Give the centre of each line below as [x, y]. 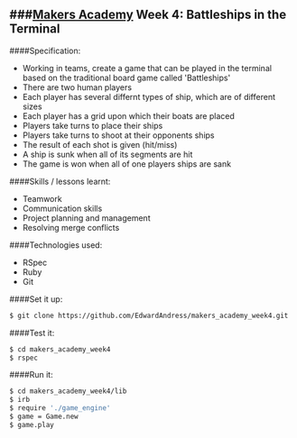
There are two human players [77, 87]
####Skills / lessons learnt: [60, 181]
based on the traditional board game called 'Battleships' [126, 78]
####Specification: [45, 50]
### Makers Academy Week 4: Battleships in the [148, 15]
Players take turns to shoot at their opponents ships [118, 135]
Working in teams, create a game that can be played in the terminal [147, 68]
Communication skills [62, 208]
